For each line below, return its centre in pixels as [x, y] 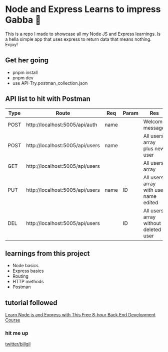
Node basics [25, 266]
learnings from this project [47, 253]
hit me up [17, 333]
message [154, 128]
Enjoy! [12, 44]
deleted [152, 229]
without [152, 223]
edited [151, 202]
